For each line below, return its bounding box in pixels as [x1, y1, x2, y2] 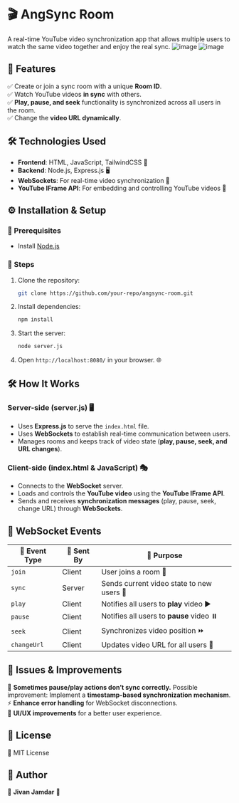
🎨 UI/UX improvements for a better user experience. [7, 708, 162, 717]
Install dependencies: [17, 303, 81, 311]
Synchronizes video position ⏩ [101, 625, 205, 635]
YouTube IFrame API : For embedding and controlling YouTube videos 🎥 [17, 184, 227, 192]
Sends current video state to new [101, 578, 212, 588]
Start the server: [17, 329, 66, 337]
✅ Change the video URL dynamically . [7, 113, 122, 122]
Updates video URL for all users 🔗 [101, 639, 214, 649]
